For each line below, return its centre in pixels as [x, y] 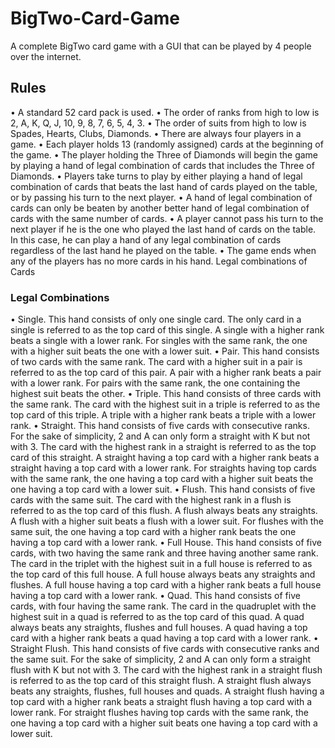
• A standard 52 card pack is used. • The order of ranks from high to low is [165, 112]
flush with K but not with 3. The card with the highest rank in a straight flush [166, 670]
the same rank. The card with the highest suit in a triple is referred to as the [165, 404]
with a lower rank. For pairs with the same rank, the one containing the [155, 383]
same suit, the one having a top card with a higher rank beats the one [153, 532]
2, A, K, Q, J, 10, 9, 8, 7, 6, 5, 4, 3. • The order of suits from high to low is [158, 123]
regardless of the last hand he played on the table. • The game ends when [163, 250]
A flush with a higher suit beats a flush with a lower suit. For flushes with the [167, 521]
